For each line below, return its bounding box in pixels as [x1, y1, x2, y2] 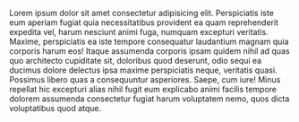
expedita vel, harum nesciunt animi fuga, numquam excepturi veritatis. [9, 27, 269, 37]
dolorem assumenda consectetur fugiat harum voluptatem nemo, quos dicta [9, 93, 290, 104]
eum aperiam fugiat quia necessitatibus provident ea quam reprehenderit [9, 17, 279, 28]
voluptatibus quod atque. [9, 103, 101, 113]
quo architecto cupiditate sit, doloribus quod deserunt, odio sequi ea [9, 56, 262, 65]
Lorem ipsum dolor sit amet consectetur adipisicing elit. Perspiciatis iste [9, 8, 275, 18]
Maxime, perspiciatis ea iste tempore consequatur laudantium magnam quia [9, 36, 289, 47]
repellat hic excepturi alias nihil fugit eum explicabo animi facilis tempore [9, 84, 278, 94]
